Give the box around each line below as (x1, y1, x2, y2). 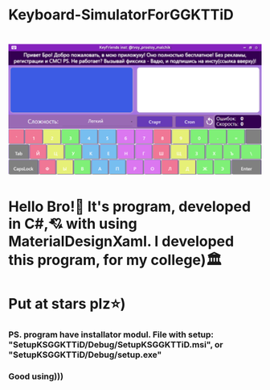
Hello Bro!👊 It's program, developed (8, 197, 252, 215)
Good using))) (8, 371, 64, 382)
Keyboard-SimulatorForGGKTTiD (8, 6, 235, 24)
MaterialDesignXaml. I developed (8, 232, 235, 251)
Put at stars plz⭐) (8, 295, 126, 313)
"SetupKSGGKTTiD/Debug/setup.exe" (8, 349, 162, 360)
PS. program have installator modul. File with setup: (8, 329, 215, 340)
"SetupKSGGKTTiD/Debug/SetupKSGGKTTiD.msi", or (8, 339, 223, 351)
